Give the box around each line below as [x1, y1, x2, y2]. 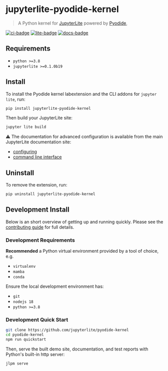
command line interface [12, 154, 62, 160]
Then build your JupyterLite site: [5, 115, 73, 121]
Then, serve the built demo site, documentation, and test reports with [5, 346, 148, 352]
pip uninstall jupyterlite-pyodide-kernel [5, 192, 95, 197]
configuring [12, 149, 37, 155]
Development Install [5, 206, 69, 214]
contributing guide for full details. [5, 224, 74, 230]
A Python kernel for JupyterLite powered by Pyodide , [17, 20, 128, 26]
